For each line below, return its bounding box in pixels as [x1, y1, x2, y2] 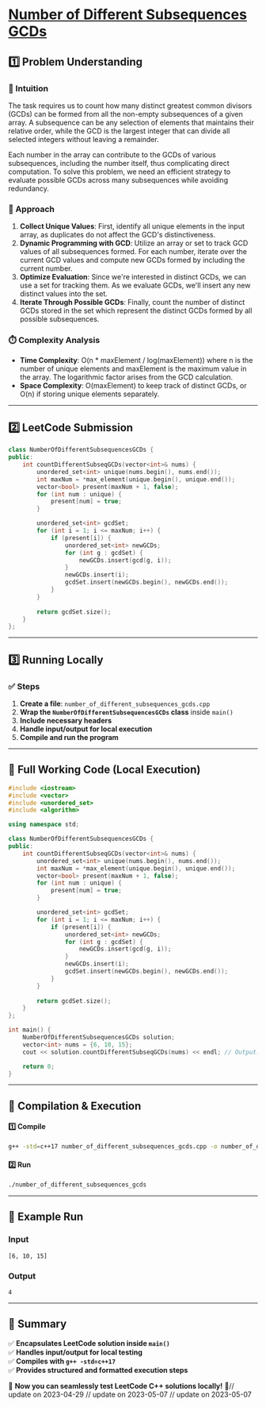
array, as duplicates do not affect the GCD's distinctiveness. [19, 230, 216, 240]
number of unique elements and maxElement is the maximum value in [19, 364, 247, 374]
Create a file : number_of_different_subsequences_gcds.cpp [19, 699, 211, 708]
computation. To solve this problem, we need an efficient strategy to [8, 167, 231, 176]
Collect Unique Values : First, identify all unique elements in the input [19, 222, 245, 231]
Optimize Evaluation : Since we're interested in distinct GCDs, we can [19, 272, 247, 282]
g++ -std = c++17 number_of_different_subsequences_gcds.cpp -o [8, 1143, 218, 1151]
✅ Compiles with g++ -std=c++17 [8, 1356, 116, 1366]
